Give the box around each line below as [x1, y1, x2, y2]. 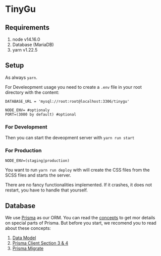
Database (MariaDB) [12, 42, 54, 48]
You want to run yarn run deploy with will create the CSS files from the [5, 167, 150, 173]
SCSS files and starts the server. [5, 172, 71, 178]
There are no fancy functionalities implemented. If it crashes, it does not [5, 182, 152, 188]
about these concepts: [5, 225, 51, 231]
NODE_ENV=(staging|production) [5, 158, 70, 163]
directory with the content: [5, 89, 59, 95]
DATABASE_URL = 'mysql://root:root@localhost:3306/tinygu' [5, 99, 130, 104]
